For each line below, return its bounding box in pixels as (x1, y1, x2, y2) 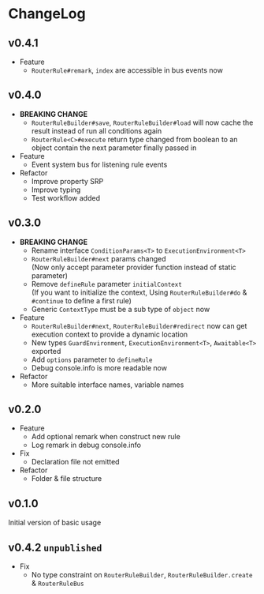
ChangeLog (8, 5, 86, 23)
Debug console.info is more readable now (31, 363, 168, 372)
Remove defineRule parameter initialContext (31, 279, 183, 288)
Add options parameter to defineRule (31, 355, 153, 364)
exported (31, 346, 61, 355)
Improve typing (31, 185, 81, 194)
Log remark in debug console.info (31, 440, 142, 450)
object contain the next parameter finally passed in (31, 143, 197, 152)
